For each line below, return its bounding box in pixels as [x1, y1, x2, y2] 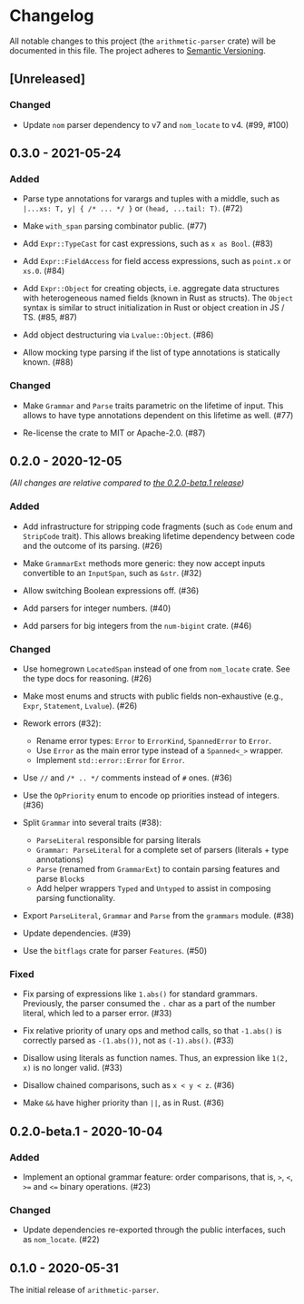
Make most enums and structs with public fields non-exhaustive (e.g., [22, 691, 284, 701]
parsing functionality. [35, 893, 116, 904]
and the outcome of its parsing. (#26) [22, 540, 163, 551]
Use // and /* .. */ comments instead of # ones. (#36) [22, 772, 233, 783]
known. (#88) [22, 357, 74, 368]
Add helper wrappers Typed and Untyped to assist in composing [35, 883, 271, 894]
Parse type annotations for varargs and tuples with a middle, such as [22, 193, 279, 204]
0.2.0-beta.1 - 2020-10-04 [9, 1123, 163, 1139]
